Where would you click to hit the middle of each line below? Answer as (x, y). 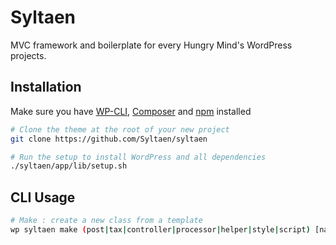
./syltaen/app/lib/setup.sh (69, 166)
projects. (28, 55)
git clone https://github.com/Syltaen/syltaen (109, 139)
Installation (46, 87)
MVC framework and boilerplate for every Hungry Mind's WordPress (151, 45)
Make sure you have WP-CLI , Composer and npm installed (131, 111)
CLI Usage (43, 197)
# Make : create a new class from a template (106, 221)
